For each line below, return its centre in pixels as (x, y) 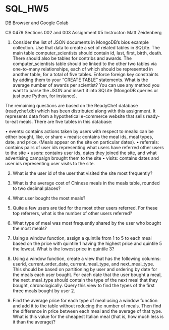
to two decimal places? (37, 188)
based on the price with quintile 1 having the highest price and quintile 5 (87, 243)
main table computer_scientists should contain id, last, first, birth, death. (88, 53)
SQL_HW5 (27, 9)
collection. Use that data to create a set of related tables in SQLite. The (86, 47)
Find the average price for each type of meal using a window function (85, 300)
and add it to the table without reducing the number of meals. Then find (87, 306)
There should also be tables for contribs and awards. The (72, 58)
